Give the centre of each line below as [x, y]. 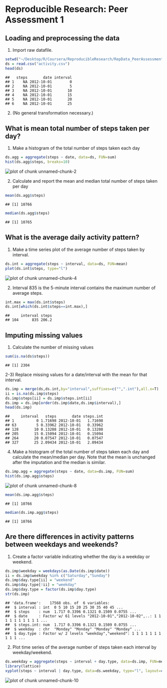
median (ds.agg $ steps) [28, 213]
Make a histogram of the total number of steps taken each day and [81, 452]
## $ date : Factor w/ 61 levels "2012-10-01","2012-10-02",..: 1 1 [83, 616]
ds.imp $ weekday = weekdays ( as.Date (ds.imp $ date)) [58, 571]
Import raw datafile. [33, 50]
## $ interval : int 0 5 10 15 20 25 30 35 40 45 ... [64, 607]
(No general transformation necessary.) [53, 113]
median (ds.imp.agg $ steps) [32, 512]
